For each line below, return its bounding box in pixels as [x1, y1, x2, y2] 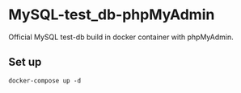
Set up [8, 55, 42, 69]
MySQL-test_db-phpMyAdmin [8, 6, 215, 24]
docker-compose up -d [8, 76, 82, 85]
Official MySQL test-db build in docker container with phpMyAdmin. [8, 32, 234, 42]
